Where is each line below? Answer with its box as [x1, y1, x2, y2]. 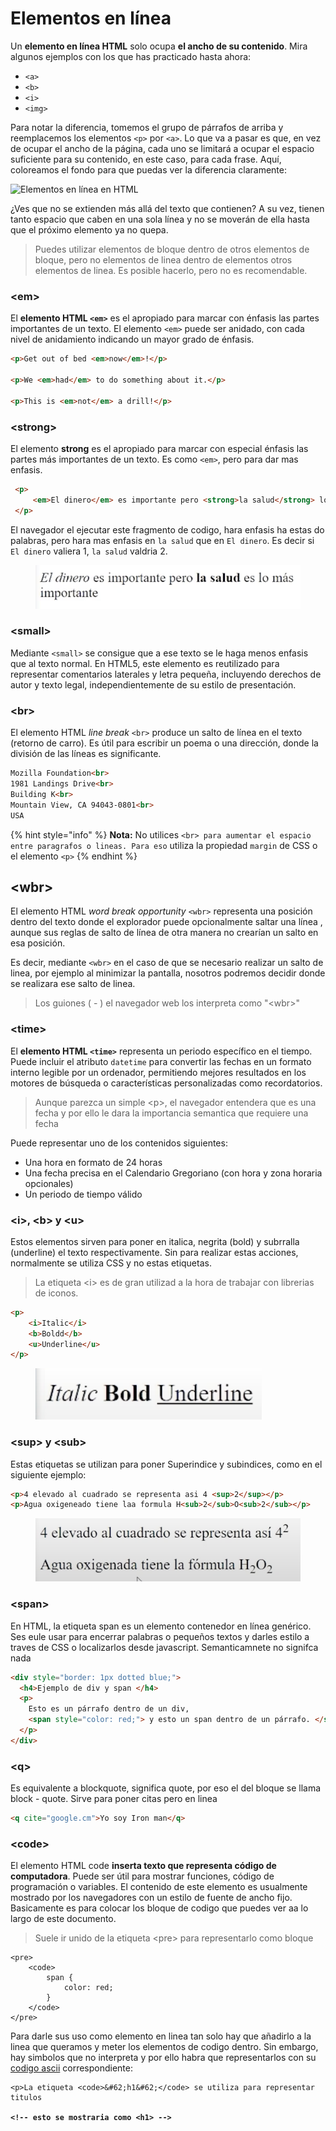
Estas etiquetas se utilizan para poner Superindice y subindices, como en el [10, 1458, 323, 1470]
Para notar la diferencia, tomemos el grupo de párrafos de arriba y [10, 121, 284, 133]
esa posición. [10, 937, 66, 949]
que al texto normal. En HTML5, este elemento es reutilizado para [10, 657, 280, 669]
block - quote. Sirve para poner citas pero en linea [10, 1793, 218, 1805]
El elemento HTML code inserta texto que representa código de [10, 1860, 277, 1872]
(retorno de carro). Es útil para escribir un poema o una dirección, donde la [10, 737, 319, 749]
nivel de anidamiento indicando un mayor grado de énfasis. [10, 333, 255, 346]
